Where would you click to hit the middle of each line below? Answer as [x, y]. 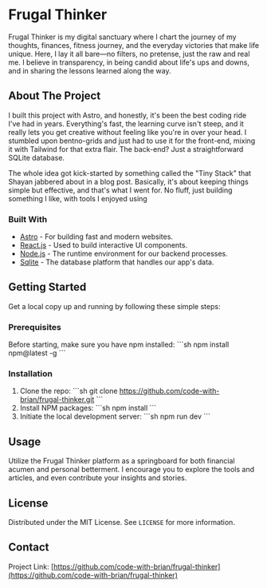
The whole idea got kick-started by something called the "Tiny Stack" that [130, 173]
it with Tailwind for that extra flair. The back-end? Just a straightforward [126, 149]
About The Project [55, 96]
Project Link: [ [31, 566]
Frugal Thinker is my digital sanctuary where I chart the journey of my [122, 37]
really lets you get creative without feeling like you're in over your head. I [128, 132]
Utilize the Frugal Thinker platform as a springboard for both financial [122, 461]
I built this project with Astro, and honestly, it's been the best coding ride [128, 115]
